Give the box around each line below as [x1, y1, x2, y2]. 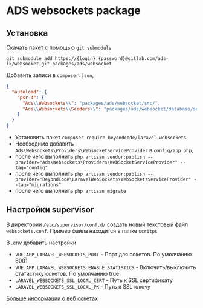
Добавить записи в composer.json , [6, 72, 94, 79]
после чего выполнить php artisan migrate [14, 187, 126, 194]
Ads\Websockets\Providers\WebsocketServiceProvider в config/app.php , [14, 147, 193, 153]
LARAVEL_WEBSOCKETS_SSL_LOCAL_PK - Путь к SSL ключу [14, 283, 151, 290]
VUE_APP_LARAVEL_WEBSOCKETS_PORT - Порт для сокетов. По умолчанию [14, 250, 192, 258]
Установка [6, 28, 48, 38]
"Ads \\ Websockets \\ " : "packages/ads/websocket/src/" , [22, 100, 161, 106]
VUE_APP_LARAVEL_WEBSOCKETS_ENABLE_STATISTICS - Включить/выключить [14, 263, 196, 270]
